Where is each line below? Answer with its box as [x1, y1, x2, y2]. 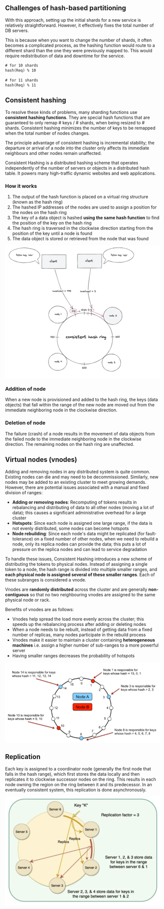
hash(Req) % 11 [5, 82, 36, 88]
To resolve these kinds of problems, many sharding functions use [5, 109, 137, 115]
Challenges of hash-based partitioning [5, 4, 126, 12]
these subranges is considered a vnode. [5, 577, 86, 582]
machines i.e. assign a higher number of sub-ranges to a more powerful [12, 642, 159, 648]
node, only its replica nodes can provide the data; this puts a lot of [12, 541, 146, 547]
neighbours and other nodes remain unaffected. [5, 150, 102, 156]
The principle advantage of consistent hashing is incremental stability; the [5, 140, 155, 145]
